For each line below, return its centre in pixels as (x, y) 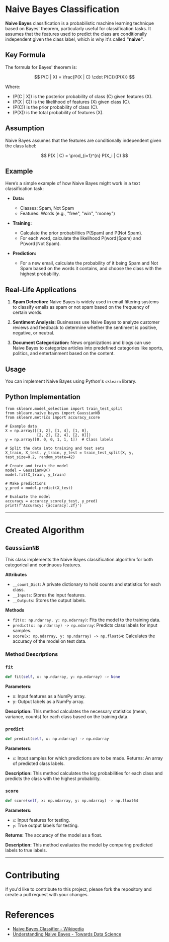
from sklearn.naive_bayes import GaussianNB (53, 413)
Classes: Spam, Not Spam (47, 208)
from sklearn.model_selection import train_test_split (64, 408)
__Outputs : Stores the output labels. (49, 600)
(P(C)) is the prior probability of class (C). (55, 107)
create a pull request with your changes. (47, 895)
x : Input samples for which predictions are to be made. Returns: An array (88, 758)
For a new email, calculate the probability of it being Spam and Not (89, 263)
